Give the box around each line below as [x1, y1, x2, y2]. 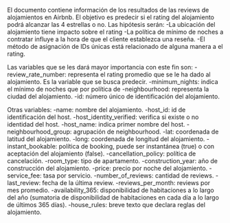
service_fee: [7, 171, 42, 180]
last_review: [7, 179, 41, 187]
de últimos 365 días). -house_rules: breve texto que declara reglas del [7, 201, 206, 209]
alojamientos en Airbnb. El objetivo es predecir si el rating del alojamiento [7, 13, 215, 21]
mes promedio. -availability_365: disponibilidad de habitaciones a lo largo [7, 186, 214, 194]
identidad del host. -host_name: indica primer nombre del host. [7, 120, 185, 128]
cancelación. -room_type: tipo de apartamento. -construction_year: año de [7, 157, 218, 164]
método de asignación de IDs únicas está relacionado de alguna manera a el [7, 43, 223, 50]
